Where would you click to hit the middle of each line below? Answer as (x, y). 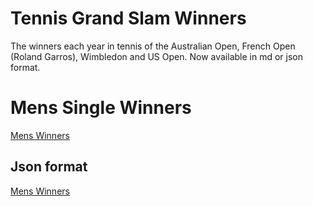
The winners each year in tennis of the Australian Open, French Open (153, 46)
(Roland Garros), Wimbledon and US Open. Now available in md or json (156, 56)
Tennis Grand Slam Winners (128, 18)
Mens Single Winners (101, 108)
